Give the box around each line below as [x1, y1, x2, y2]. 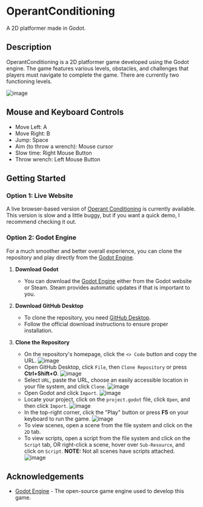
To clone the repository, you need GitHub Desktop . [24, 313, 151, 321]
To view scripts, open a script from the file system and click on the [24, 434, 191, 442]
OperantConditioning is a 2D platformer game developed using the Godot [6, 58, 189, 65]
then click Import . [24, 402, 68, 409]
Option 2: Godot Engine [6, 233, 77, 242]
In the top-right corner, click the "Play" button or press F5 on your [24, 408, 189, 416]
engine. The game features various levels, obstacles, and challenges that [6, 65, 189, 72]
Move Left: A [15, 123, 47, 130]
